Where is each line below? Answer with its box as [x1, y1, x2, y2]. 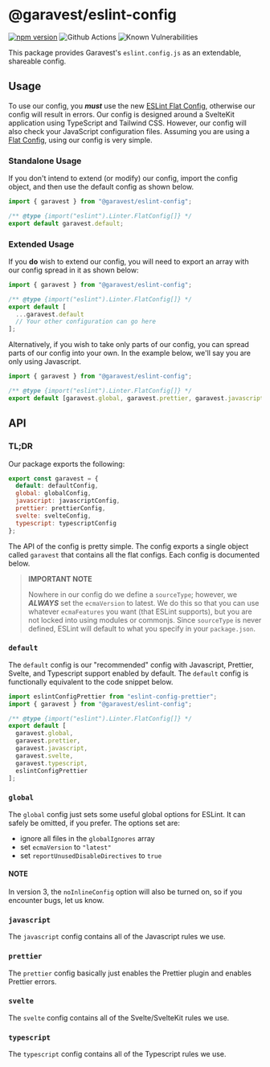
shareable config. [8, 56, 67, 66]
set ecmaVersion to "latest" [19, 842, 112, 852]
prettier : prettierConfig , [15, 505, 106, 513]
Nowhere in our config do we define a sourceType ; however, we [27, 589, 238, 599]
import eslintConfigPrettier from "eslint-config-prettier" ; [8, 693, 218, 701]
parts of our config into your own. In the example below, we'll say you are [8, 348, 252, 358]
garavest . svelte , [15, 751, 74, 760]
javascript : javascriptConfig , [15, 497, 121, 505]
